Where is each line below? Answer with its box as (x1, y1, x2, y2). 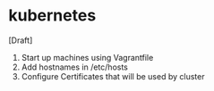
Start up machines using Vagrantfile (21, 52, 154, 62)
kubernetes (8, 5, 97, 26)
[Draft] (8, 35, 33, 45)
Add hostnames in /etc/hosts (21, 62, 129, 72)
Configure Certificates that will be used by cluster (21, 70, 205, 81)
